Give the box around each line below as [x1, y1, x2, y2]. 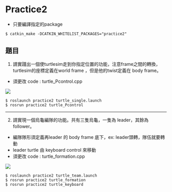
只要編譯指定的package [12, 21, 63, 27]
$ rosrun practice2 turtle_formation [5, 177, 86, 182]
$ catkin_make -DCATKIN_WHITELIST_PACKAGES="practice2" [5, 31, 127, 36]
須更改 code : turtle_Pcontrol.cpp [12, 78, 83, 84]
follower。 [12, 123, 35, 129]
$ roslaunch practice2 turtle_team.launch [5, 173, 97, 178]
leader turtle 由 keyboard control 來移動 [12, 147, 96, 153]
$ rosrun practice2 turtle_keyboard [5, 182, 83, 187]
